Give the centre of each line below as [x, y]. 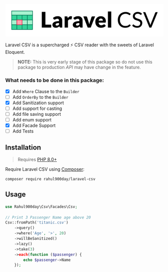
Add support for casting [37, 108]
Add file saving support [37, 114]
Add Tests [23, 131]
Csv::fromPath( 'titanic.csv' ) [37, 223]
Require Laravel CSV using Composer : [45, 169]
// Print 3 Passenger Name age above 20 [48, 217]
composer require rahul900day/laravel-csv [50, 179]
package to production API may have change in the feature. [79, 67]
